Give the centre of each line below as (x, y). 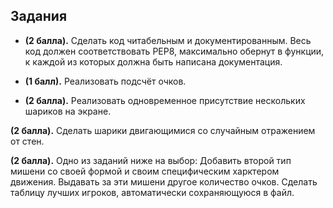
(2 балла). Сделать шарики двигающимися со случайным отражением (163, 130)
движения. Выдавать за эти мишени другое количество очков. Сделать (164, 181)
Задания (39, 16)
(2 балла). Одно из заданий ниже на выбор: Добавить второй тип (151, 160)
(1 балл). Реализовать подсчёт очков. (105, 81)
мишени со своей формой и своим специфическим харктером (145, 171)
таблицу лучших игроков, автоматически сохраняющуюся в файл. (152, 192)
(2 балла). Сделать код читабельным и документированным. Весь (168, 40)
